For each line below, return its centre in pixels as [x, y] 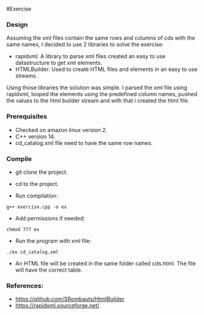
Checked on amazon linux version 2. [61, 130]
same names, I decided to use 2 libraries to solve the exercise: [85, 45]
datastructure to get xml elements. [59, 63]
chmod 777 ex [23, 229]
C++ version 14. [35, 136]
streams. [26, 76]
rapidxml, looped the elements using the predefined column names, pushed [102, 94]
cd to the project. [37, 183]
